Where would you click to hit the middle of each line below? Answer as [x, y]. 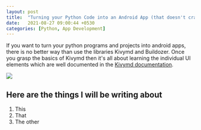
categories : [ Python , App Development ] [56, 28]
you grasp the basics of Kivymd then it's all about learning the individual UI [98, 58]
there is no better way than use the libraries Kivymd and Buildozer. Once [95, 52]
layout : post [22, 12]
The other [27, 122]
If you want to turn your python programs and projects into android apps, [96, 46]
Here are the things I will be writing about [84, 94]
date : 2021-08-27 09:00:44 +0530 [51, 23]
